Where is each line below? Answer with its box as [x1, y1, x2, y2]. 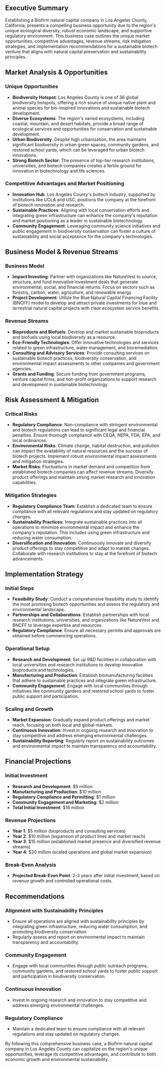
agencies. [12, 365, 33, 371]
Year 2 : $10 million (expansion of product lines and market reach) [12, 833, 146, 840]
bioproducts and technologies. [12, 667, 75, 673]
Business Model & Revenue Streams [5, 248, 119, 256]
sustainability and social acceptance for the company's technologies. [12, 233, 154, 239]
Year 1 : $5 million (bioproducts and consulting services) [12, 828, 126, 834]
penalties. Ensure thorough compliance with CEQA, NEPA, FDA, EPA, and [12, 432, 161, 438]
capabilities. [12, 480, 37, 486]
